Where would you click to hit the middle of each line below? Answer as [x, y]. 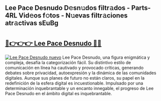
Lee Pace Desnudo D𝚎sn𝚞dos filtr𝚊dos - [68, 8]
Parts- [141, 8]
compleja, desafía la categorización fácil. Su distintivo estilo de [68, 62]
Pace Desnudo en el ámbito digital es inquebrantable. [59, 93]
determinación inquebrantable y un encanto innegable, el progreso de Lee [80, 88]
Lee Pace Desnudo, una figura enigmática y [106, 57]
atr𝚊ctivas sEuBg [32, 23]
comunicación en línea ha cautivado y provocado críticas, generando [74, 68]
